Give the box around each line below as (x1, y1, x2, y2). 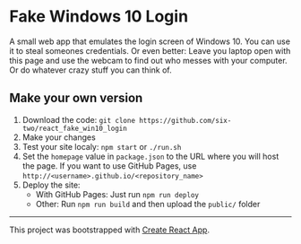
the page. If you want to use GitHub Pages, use (21, 160, 197, 171)
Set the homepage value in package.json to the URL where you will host (21, 151, 279, 161)
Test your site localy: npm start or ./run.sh (21, 141, 182, 152)
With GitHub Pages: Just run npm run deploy (35, 188, 200, 199)
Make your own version (9, 91, 143, 106)
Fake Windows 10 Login (9, 6, 189, 27)
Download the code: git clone (21, 114, 136, 125)
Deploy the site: (21, 179, 81, 190)
